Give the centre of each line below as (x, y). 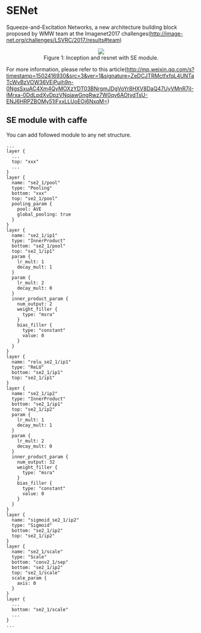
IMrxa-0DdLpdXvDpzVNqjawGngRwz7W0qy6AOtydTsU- (77, 95)
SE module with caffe (47, 120)
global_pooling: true (44, 214)
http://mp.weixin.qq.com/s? (160, 69)
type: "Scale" (29, 557)
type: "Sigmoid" (32, 525)
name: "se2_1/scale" (37, 552)
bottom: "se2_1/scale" (40, 610)
